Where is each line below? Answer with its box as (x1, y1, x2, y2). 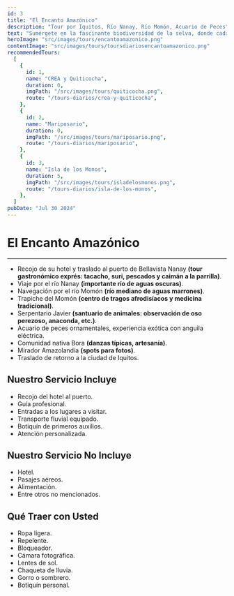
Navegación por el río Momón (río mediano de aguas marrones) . (17, 287, 205, 295)
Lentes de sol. (17, 559, 58, 567)
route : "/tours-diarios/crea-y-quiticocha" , (25, 95, 157, 102)
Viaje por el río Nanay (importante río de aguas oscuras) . (17, 279, 184, 288)
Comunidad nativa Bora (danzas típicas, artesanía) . (17, 338, 167, 347)
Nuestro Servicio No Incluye (7, 449, 132, 461)
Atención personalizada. (17, 429, 87, 438)
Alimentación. (17, 483, 57, 491)
